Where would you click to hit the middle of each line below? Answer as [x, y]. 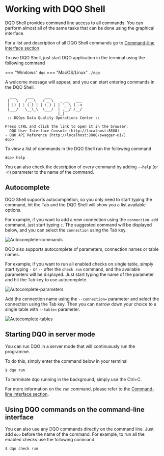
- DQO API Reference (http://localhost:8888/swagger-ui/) [66, 135]
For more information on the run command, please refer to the [68, 389]
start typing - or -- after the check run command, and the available [73, 269]
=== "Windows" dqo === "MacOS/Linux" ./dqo [53, 72]
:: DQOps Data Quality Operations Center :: [53, 118]
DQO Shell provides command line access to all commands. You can [74, 23]
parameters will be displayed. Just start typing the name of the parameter [80, 274]
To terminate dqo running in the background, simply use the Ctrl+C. [73, 379]
